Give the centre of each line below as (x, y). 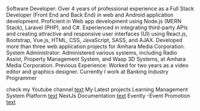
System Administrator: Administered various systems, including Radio (92, 53)
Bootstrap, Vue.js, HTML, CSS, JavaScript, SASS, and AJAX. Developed (94, 40)
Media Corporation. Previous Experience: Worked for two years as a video (98, 65)
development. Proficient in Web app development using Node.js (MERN (94, 21)
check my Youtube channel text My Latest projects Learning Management (97, 89)
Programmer (22, 78)
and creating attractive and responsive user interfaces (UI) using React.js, (97, 34)
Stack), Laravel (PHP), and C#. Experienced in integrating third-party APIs (97, 27)
